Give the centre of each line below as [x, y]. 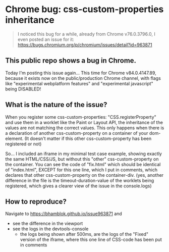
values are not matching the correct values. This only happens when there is [85, 128]
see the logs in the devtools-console [50, 229]
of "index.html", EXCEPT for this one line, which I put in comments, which [81, 170]
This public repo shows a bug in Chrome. [71, 61]
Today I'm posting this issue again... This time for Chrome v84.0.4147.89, [81, 73]
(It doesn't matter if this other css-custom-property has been [88, 138]
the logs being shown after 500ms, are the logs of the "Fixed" [84, 234]
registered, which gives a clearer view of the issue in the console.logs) [79, 186]
